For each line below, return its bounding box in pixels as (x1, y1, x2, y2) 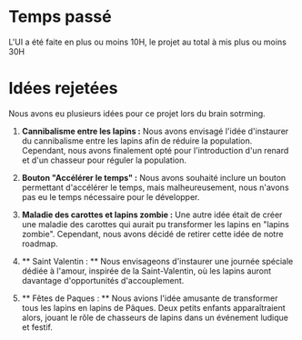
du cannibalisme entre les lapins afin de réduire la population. (21, 135, 253, 146)
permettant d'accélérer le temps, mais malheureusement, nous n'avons (21, 182, 289, 193)
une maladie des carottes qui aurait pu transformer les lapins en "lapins (21, 218, 290, 229)
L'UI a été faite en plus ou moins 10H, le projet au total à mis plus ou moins (8, 36, 287, 47)
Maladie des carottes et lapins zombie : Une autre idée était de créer (21, 209, 283, 220)
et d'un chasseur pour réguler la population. (21, 155, 187, 165)
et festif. (21, 321, 54, 333)
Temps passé (8, 6, 112, 27)
